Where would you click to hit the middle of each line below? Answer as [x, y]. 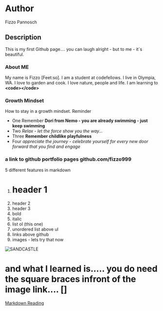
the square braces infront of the [71, 279]
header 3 [21, 208]
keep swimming [28, 126]
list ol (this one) [27, 224]
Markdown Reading [25, 303]
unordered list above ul [35, 229]
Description [23, 37]
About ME [17, 67]
